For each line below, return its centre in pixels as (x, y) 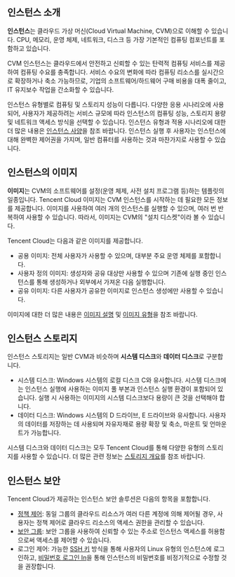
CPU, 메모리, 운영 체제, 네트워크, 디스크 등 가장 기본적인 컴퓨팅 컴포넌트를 (117, 39)
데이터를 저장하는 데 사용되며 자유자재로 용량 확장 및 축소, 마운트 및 (116, 424)
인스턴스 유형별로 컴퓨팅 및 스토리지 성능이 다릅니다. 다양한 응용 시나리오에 (109, 104)
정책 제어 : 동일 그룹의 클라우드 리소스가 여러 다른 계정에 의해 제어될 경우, (116, 514)
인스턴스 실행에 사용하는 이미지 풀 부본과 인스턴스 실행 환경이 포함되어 (120, 389)
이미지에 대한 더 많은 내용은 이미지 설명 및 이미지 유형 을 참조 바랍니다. (102, 314)
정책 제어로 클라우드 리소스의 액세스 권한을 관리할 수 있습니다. (120, 523)
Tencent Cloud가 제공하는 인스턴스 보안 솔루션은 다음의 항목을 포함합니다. (109, 499)
